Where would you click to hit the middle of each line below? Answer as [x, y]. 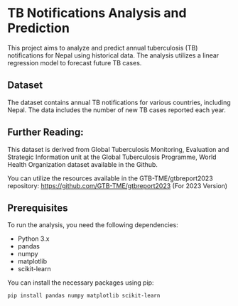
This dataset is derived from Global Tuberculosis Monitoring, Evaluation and [118, 149]
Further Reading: [45, 132]
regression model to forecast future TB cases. [75, 62]
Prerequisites [38, 208]
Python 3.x [33, 239]
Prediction [38, 28]
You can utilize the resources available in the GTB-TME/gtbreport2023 [110, 178]
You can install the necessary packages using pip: [81, 283]
